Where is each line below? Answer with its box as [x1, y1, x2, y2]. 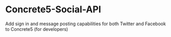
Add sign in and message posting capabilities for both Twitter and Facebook [5, 21, 166, 27]
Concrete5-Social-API [5, 4, 101, 15]
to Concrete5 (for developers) [5, 26, 68, 32]
